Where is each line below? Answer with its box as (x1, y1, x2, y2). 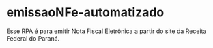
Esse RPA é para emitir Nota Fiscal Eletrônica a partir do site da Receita (6, 27, 207, 35)
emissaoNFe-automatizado (6, 5, 165, 20)
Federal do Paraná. (6, 34, 60, 42)
